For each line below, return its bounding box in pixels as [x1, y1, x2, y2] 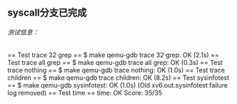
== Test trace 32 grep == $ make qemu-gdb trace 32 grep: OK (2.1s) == [7, 51, 219, 59]
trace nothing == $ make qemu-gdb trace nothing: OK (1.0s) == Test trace [7, 66, 226, 74]
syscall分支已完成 [7, 6, 87, 19]
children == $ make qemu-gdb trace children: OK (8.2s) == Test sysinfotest [7, 73, 230, 82]
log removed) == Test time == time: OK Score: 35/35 [7, 88, 163, 97]
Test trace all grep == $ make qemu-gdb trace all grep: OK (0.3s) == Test [7, 58, 223, 66]
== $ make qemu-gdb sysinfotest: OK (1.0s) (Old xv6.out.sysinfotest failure [7, 80, 228, 89]
